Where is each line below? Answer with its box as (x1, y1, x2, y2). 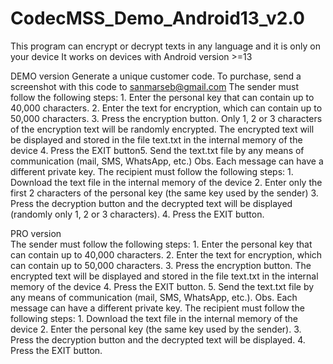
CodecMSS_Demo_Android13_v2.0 (10, 7, 305, 30)
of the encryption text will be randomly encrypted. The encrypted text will (10, 123, 315, 135)
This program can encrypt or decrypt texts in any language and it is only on (10, 40, 321, 52)
